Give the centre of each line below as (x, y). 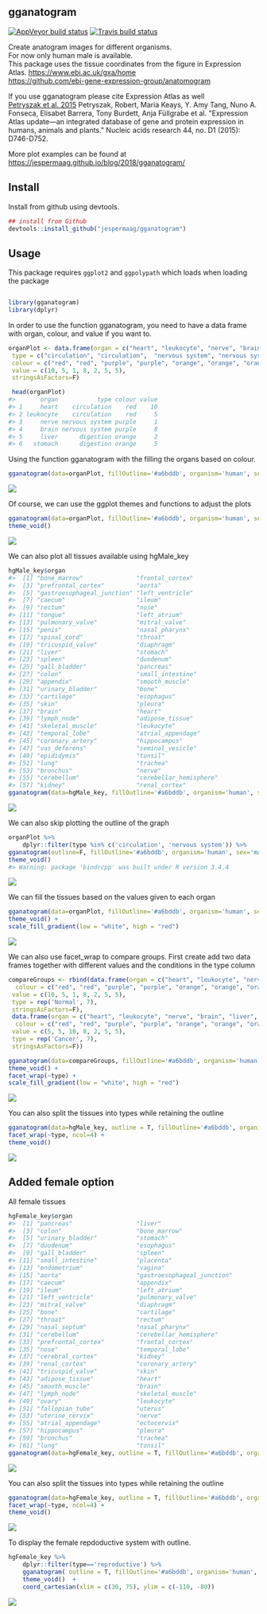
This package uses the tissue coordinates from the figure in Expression (125, 64)
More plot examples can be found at (68, 154)
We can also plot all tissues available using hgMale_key (99, 556)
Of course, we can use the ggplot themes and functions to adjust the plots (130, 504)
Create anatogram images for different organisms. (90, 47)
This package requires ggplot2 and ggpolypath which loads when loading (128, 272)
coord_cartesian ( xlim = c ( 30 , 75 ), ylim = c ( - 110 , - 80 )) (119, 1587)
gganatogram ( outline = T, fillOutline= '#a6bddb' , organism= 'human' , (140, 1572)
